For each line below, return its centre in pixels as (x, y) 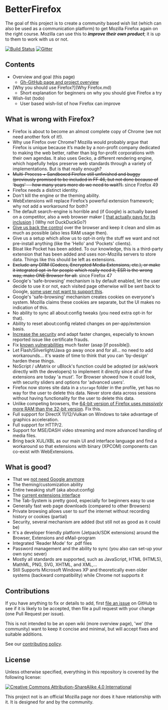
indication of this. (30, 307)
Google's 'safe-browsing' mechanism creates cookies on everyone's (83, 297)
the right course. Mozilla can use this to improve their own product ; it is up (83, 34)
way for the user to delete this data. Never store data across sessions (84, 393)
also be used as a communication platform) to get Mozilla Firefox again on (81, 28)
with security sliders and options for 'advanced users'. (69, 382)
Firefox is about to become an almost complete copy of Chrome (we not (87, 131)
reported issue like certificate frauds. (51, 339)
